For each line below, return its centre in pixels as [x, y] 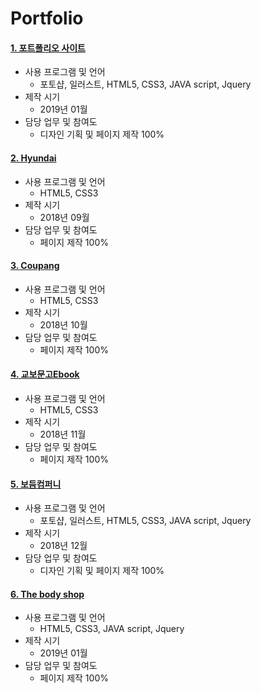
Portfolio [47, 18]
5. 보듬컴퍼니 [36, 484]
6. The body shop [47, 594]
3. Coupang [35, 266]
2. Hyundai [33, 158]
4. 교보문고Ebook [45, 374]
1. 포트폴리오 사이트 [48, 48]
